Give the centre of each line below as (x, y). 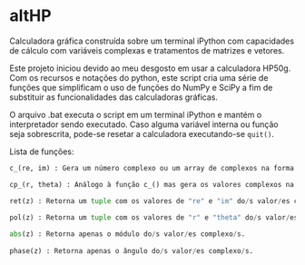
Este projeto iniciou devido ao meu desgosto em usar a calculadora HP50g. (150, 68)
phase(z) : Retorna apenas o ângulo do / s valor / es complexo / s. (132, 251)
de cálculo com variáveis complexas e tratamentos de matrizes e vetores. (147, 50)
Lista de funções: (42, 152)
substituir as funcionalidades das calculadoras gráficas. (113, 97)
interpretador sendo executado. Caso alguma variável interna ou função (144, 124)
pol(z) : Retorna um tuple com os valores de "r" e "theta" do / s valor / (150, 217)
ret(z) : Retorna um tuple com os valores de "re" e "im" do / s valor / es (150, 201)
